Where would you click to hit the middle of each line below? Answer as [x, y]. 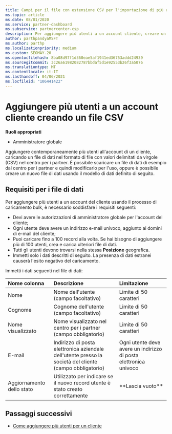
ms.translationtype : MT [31, 67]
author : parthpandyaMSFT [32, 39]
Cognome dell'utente [79, 307]
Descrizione [69, 283]
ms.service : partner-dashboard [39, 24]
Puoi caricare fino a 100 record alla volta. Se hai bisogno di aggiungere [87, 239]
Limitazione [134, 283]
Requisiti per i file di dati [44, 190]
